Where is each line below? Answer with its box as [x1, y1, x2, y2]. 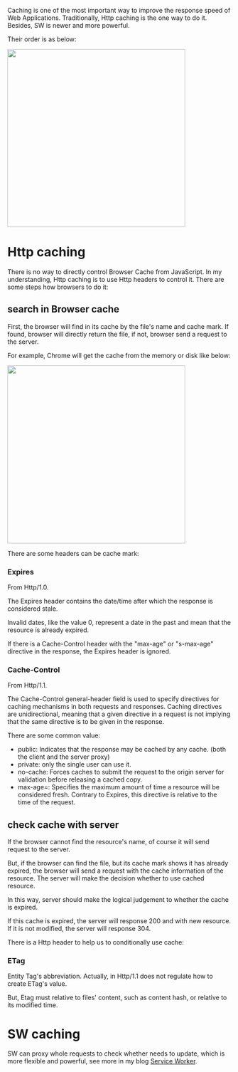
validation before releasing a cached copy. [17, 775, 143, 784]
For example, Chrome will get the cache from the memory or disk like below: [7, 351, 231, 359]
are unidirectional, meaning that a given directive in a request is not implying [7, 710, 231, 718]
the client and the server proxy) [17, 752, 110, 761]
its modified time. [7, 1001, 58, 1009]
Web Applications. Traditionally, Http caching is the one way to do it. [7, 14, 207, 22]
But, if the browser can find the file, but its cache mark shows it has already [7, 859, 229, 868]
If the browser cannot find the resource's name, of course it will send [7, 838, 210, 846]
